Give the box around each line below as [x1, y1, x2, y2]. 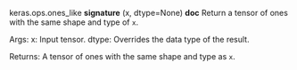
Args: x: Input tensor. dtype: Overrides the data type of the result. [9, 35, 250, 44]
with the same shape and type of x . [9, 17, 139, 27]
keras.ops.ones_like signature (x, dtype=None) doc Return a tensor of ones [9, 8, 288, 18]
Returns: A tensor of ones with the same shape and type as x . [9, 51, 235, 61]
